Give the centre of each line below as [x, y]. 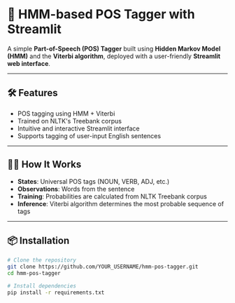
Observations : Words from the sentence [76, 189]
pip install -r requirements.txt [56, 292]
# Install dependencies [42, 286]
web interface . [29, 63]
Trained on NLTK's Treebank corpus [70, 121]
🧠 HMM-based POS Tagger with [101, 14]
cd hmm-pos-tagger [34, 274]
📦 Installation [38, 240]
